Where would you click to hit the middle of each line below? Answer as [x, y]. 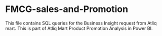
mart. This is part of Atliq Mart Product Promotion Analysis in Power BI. [79, 28]
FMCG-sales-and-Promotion [67, 9]
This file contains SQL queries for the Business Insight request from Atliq [81, 23]
